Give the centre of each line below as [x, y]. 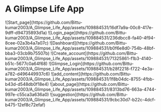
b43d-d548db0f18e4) [27, 84]
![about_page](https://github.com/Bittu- [89, 84]
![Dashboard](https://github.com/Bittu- [88, 43]
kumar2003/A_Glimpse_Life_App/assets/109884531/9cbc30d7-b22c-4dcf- [80, 99]
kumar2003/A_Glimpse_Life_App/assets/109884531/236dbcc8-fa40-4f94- [80, 38]
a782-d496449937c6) [27, 74]
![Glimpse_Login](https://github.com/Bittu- [91, 64]
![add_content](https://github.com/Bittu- [91, 74]
